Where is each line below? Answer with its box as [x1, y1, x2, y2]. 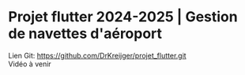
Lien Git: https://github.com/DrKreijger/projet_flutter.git [8, 51, 187, 60]
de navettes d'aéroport [8, 24, 163, 43]
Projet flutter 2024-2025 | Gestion [8, 8, 239, 26]
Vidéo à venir [8, 59, 51, 69]
